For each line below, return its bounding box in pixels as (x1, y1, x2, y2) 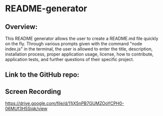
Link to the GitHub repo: (5, 71, 80, 79)
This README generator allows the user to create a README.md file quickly (5, 35, 159, 41)
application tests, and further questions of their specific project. (5, 57, 134, 62)
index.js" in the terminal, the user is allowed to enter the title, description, (5, 46, 153, 52)
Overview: (5, 23, 38, 31)
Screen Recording (5, 87, 61, 96)
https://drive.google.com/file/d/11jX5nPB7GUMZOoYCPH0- (5, 100, 124, 106)
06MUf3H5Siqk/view (5, 106, 48, 112)
